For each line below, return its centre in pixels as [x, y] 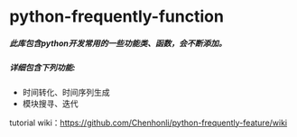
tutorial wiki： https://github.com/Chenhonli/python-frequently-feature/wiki [148, 123]
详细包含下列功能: [42, 68]
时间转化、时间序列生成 [66, 92]
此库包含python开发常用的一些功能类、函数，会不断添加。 [118, 43]
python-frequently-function [116, 17]
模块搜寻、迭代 [50, 103]
